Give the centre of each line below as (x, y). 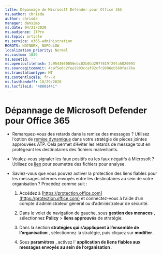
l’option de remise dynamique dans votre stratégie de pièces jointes (80, 139)
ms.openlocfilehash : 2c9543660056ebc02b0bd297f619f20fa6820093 (70, 64)
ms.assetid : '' (20, 59)
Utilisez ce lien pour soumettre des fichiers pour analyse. (69, 164)
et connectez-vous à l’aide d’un (112, 198)
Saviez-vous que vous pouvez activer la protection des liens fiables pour (84, 173)
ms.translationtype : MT (29, 73)
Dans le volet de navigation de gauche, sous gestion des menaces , (87, 213)
